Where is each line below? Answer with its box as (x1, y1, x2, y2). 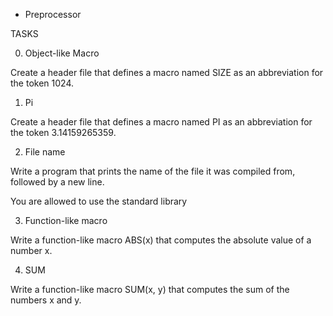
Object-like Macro (24, 47, 100, 59)
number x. (10, 245, 53, 256)
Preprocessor (24, 9, 82, 20)
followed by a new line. (10, 176, 105, 188)
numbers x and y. (10, 294, 82, 306)
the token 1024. (10, 77, 74, 89)
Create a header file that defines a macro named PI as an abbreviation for (10, 116, 313, 128)
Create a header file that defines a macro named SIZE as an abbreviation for (10, 67, 324, 78)
